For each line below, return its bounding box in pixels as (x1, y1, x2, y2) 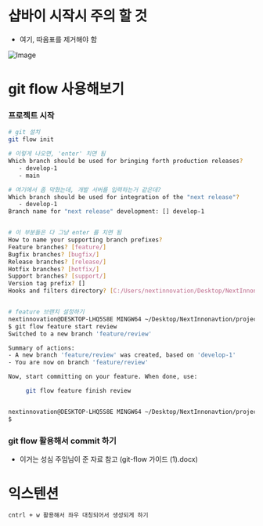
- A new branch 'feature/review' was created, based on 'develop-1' (8, 351, 236, 359)
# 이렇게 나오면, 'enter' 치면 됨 (8, 150, 106, 158)
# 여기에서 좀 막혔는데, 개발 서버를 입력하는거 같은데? (8, 186, 162, 194)
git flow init (8, 136, 55, 143)
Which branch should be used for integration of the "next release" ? (8, 193, 240, 201)
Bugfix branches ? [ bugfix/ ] (8, 250, 100, 259)
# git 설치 (8, 129, 41, 136)
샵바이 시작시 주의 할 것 (8, 7, 148, 25)
